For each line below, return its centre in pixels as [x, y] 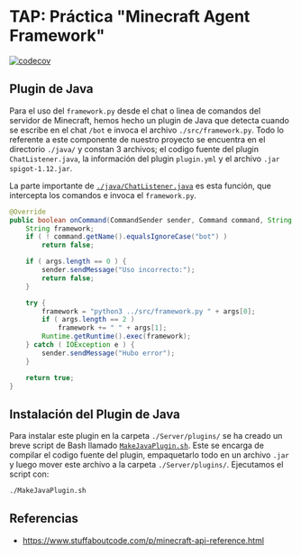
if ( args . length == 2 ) [88, 320]
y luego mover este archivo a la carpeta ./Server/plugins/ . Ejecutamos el [146, 465]
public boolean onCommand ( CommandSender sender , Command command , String [151, 220]
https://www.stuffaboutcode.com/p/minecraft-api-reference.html [143, 540]
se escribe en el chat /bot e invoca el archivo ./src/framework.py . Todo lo [146, 130]
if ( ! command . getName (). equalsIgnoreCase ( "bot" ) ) [127, 237]
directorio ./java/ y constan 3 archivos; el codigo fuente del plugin [134, 149]
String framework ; [60, 228]
